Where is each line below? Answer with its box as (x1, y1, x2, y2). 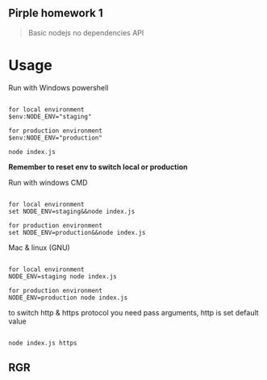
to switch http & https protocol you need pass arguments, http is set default (8, 307, 260, 317)
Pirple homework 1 (8, 6, 103, 20)
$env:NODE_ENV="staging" (8, 112, 92, 120)
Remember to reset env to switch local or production (8, 161, 188, 172)
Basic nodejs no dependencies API (27, 27, 144, 37)
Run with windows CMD (8, 177, 88, 187)
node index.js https (8, 339, 78, 347)
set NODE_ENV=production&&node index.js (8, 228, 147, 236)
